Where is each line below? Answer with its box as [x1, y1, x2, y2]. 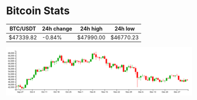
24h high [80, 25, 103, 32]
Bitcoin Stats [6, 4, 70, 18]
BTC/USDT [9, 25, 37, 32]
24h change [42, 25, 73, 32]
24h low [114, 25, 135, 32]
